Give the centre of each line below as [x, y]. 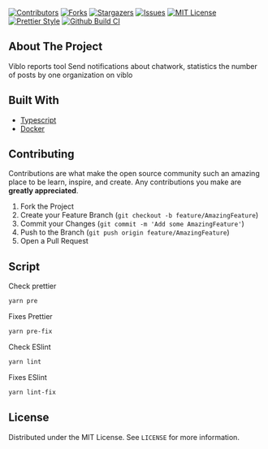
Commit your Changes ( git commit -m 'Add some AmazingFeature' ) [132, 224]
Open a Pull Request [54, 241]
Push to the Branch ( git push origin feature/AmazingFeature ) [125, 232]
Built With [34, 100]
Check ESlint [30, 347]
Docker [32, 128]
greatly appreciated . [43, 191]
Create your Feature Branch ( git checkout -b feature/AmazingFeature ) [139, 215]
